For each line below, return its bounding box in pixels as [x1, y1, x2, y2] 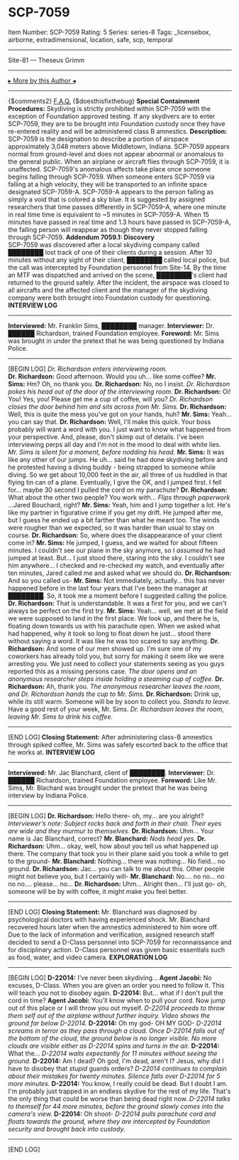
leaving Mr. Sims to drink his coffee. [8, 712, 113, 721]
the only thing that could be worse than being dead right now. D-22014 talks [8, 1094, 231, 1103]
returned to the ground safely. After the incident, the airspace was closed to [8, 278, 230, 287]
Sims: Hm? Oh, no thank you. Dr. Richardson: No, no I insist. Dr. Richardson [8, 379, 230, 388]
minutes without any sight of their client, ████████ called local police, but [8, 255, 230, 264]
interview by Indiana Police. [8, 791, 89, 799]
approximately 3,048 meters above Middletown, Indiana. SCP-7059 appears [8, 142, 230, 150]
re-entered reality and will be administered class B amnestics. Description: [8, 127, 228, 135]
